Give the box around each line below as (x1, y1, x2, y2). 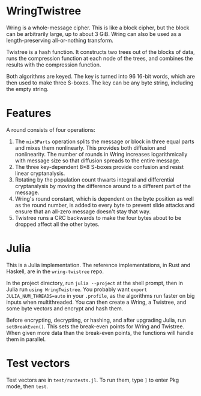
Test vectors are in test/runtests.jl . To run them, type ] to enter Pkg (6, 376, 179, 383)
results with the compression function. (6, 61, 101, 68)
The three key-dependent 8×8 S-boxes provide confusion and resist (14, 163, 184, 170)
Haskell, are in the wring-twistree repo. (6, 268, 104, 275)
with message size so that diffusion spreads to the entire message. (14, 157, 181, 164)
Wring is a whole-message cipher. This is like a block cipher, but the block (6, 24, 190, 31)
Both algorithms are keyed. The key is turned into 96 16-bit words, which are (6, 72, 195, 80)
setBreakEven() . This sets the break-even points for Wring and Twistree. (6, 322, 185, 330)
